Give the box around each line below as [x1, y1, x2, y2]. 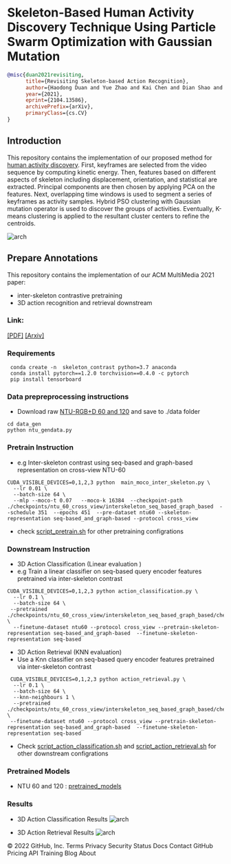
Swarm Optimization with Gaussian [7, 34, 212, 49]
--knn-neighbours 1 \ [13, 694, 76, 701]
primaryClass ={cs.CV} [25, 110, 88, 117]
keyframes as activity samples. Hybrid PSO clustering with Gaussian [7, 197, 201, 206]
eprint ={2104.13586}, [25, 97, 88, 104]
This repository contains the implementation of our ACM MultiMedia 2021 [7, 270, 214, 279]
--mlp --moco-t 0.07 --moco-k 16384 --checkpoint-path [13, 497, 184, 504]
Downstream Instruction [7, 544, 91, 554]
